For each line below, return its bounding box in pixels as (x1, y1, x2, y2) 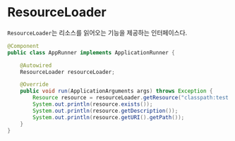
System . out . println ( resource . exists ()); (32, 101, 153, 108)
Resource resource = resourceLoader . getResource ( (32, 94, 181, 102)
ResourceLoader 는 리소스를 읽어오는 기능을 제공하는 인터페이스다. (7, 28, 188, 37)
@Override (20, 81, 49, 88)
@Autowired (20, 61, 52, 69)
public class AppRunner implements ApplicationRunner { (7, 49, 175, 56)
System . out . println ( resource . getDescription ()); (32, 107, 179, 114)
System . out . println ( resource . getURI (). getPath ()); (32, 114, 185, 121)
